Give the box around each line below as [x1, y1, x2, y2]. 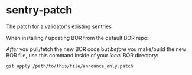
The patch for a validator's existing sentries [6, 23, 112, 30]
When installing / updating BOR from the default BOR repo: [6, 34, 149, 41]
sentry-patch [6, 4, 73, 17]
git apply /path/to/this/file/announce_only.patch [6, 63, 134, 69]
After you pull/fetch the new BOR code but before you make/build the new [6, 45, 186, 53]
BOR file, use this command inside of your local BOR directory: [6, 52, 158, 59]
